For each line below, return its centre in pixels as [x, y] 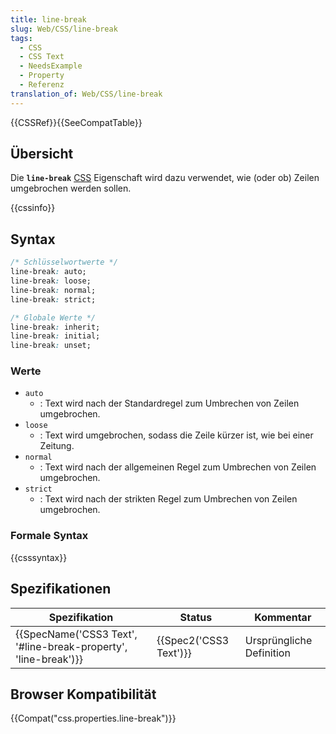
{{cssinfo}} [33, 208]
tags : [21, 38]
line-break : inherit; [55, 327]
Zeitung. [57, 446]
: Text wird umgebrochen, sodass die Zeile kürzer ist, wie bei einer [176, 435]
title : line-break [48, 19]
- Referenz [42, 85]
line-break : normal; [53, 290]
